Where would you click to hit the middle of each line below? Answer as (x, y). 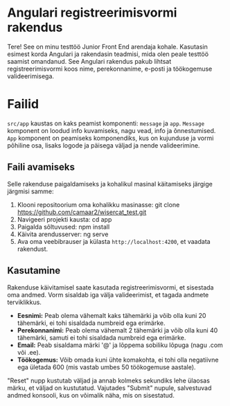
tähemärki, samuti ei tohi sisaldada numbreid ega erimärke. (101, 337)
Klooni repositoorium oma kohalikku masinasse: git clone (98, 204)
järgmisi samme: (30, 191)
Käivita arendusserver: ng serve (63, 234)
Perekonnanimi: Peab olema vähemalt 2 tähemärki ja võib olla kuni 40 (117, 330)
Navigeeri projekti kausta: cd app (64, 219)
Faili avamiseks (41, 167)
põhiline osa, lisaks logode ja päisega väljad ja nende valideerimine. (104, 145)
